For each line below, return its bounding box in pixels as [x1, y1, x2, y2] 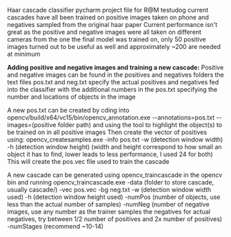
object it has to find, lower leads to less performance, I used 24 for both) [7, 150, 214, 158]
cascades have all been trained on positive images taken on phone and [7, 13, 209, 21]
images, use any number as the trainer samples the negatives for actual [7, 207, 210, 216]
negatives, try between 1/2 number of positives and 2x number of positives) [7, 215, 223, 223]
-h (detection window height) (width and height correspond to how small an [7, 143, 222, 151]
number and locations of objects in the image [7, 93, 136, 101]
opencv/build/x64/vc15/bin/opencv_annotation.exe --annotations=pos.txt [7, 113, 215, 122]
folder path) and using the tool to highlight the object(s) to [57, 121, 223, 129]
